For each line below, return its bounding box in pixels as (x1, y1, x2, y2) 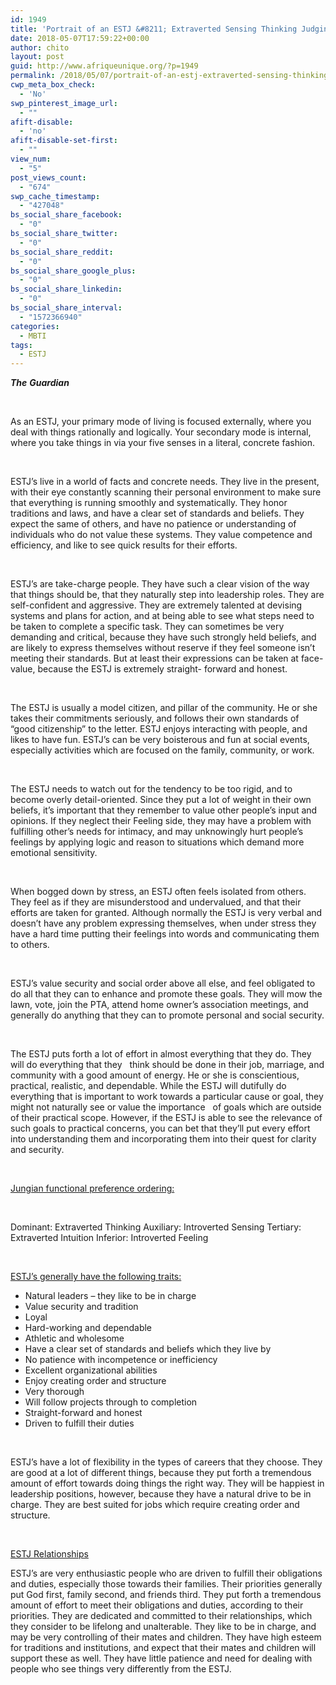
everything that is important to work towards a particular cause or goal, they (10, 1091, 324, 1103)
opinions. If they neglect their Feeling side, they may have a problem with (10, 815, 312, 827)
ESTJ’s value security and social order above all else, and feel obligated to (10, 977, 316, 990)
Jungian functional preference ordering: (10, 1182, 175, 1195)
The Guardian (10, 377, 70, 389)
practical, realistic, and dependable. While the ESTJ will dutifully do (10, 1080, 287, 1092)
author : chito (10, 42, 70, 53)
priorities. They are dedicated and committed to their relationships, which (10, 1610, 313, 1622)
